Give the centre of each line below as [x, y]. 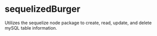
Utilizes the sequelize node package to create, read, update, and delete [78, 23]
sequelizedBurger [42, 9]
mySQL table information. [31, 28]
